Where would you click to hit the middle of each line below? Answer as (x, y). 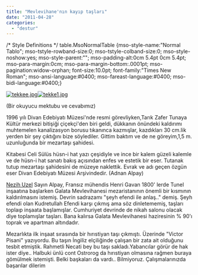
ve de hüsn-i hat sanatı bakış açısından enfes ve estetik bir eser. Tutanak (95, 160)
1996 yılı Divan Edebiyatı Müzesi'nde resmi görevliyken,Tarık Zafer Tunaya (97, 118)
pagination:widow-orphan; (39, 70)
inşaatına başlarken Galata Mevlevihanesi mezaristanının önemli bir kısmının (99, 191)
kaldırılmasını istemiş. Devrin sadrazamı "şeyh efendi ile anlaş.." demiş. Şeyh (99, 197)
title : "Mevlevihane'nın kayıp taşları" (57, 12)
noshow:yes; (22, 58)
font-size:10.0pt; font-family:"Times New (122, 70)
